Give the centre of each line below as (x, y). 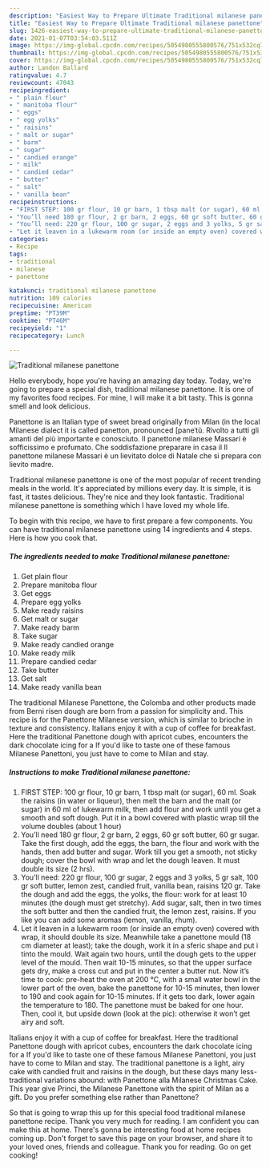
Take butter (40, 671)
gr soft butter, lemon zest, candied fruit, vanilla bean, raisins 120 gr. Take (141, 886)
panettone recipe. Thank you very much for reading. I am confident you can (134, 1122)
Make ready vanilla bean (61, 687)
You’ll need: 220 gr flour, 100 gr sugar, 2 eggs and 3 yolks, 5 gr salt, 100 (139, 877)
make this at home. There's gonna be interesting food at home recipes (125, 1130)
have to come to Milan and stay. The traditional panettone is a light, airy (127, 1063)
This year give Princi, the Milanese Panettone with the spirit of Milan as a (129, 1089)
